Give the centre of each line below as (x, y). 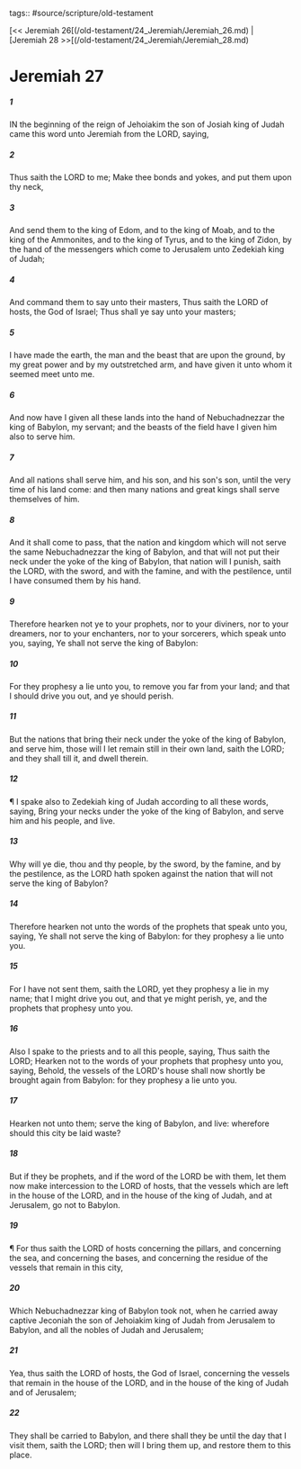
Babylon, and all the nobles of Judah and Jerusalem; (106, 1329)
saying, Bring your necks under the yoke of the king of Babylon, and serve (147, 811)
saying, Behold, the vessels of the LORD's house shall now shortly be (137, 1070)
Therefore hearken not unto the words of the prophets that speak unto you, (148, 926)
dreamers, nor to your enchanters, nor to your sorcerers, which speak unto (148, 633)
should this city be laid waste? (65, 1132)
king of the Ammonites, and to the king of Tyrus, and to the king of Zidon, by (150, 240)
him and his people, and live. (62, 820)
